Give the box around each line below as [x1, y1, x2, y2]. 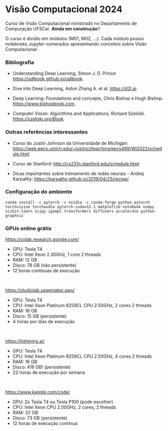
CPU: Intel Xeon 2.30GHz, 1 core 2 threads [12, 251, 101, 257]
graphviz [5, 213, 24, 218]
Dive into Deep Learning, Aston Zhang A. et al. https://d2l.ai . [12, 85, 138, 92]
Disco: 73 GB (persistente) [12, 415, 68, 421]
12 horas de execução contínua [12, 420, 78, 426]
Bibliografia [5, 59, 34, 66]
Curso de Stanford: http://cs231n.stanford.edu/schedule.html [12, 160, 140, 166]
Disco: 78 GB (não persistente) [12, 262, 77, 269]
